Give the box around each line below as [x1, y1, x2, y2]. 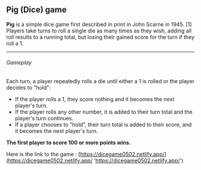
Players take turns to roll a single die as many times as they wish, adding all [6, 27, 192, 34]
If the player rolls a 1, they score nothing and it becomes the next [14, 96, 175, 103]
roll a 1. [6, 40, 24, 47]
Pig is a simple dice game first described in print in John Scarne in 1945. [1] [6, 20, 192, 28]
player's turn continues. [14, 115, 74, 122]
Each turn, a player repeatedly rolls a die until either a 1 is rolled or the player [6, 78, 195, 85]
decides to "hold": [6, 84, 51, 92]
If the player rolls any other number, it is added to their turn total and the [14, 108, 193, 116]
